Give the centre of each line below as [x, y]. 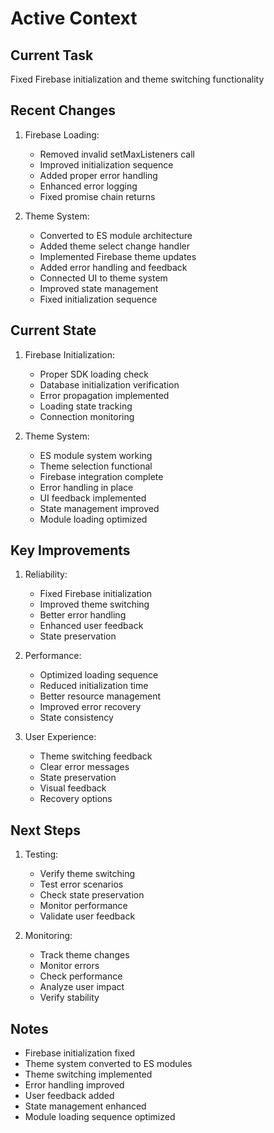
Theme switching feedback [96, 756]
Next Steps [45, 830]
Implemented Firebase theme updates [118, 256]
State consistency [76, 718]
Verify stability [69, 998]
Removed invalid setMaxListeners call [117, 154]
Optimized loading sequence [99, 675]
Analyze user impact [82, 987]
